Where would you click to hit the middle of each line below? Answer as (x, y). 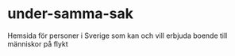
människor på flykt (38, 43)
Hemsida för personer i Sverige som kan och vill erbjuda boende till (118, 35)
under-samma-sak (71, 14)
